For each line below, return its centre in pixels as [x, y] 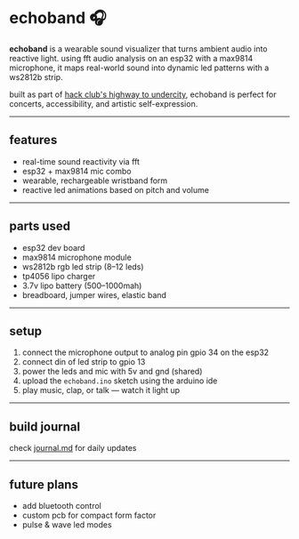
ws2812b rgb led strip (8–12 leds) [83, 266]
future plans [44, 484]
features [33, 140]
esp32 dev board [53, 247]
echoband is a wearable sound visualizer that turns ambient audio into [138, 48]
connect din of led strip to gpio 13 [84, 362]
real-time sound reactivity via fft [81, 161]
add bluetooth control [62, 506]
